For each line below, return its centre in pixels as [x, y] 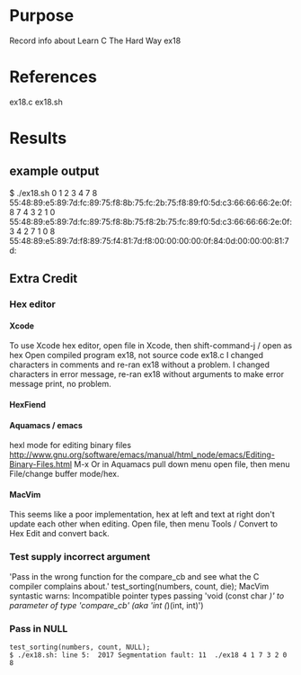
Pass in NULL [39, 628]
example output [54, 171]
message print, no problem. [60, 384]
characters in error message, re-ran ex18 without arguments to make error [147, 374]
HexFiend [28, 404]
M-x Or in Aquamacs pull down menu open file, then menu [182, 464]
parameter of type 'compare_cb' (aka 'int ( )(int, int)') [106, 605]
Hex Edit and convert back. [59, 534]
